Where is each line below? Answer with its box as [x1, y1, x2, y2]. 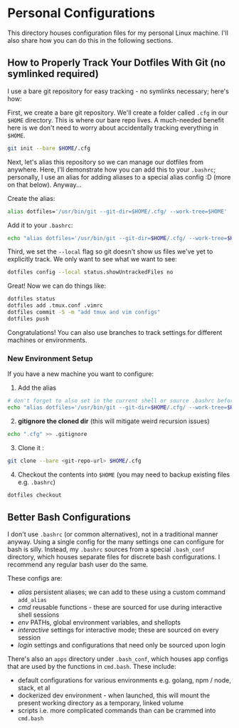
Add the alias [17, 383, 57, 392]
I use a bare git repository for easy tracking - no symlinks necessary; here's [7, 87, 230, 95]
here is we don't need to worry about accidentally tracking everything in [7, 123, 219, 132]
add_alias [17, 597, 48, 604]
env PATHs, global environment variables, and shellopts [17, 618, 181, 627]
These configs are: [7, 574, 63, 583]
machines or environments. [7, 336, 87, 344]
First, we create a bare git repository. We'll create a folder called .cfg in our [7, 108, 228, 117]
